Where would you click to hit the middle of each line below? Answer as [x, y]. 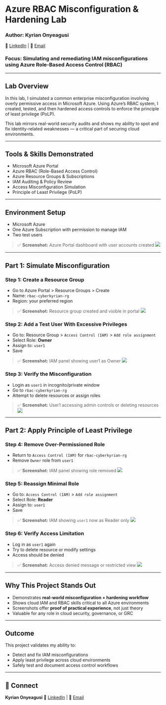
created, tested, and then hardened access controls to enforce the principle [82, 109]
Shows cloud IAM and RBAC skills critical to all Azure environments [81, 603]
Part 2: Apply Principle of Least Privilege [69, 430]
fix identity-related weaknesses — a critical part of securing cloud [72, 129]
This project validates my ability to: [41, 645]
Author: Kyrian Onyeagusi [37, 35]
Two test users [27, 235]
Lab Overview [27, 86]
